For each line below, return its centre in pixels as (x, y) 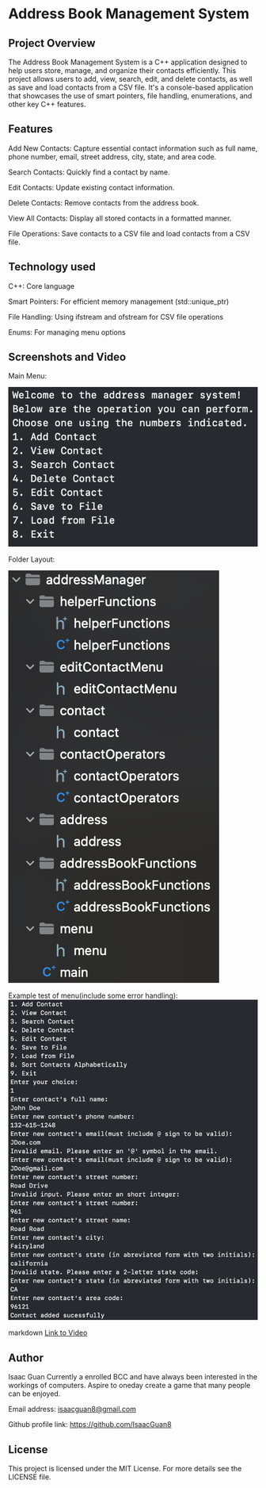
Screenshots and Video (67, 357)
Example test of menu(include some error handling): (93, 995)
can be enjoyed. (34, 1394)
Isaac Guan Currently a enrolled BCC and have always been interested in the (133, 1377)
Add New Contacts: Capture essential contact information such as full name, (133, 148)
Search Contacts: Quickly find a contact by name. (89, 172)
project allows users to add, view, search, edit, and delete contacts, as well (130, 79)
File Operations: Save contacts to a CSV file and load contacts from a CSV (129, 233)
